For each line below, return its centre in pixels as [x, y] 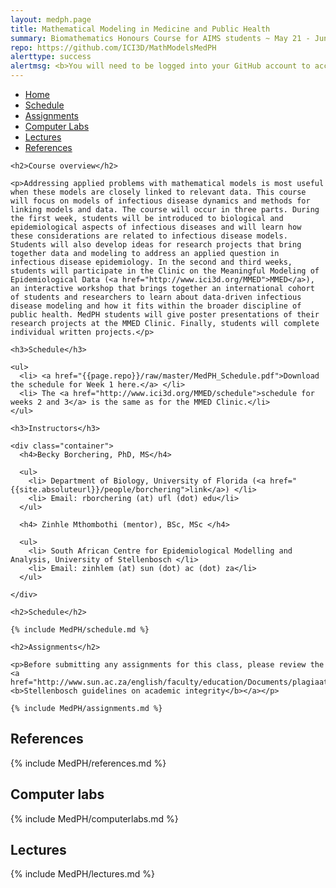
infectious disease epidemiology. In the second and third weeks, [151, 262]
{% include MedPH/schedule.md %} [80, 630]
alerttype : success [51, 57]
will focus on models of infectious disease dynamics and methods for [160, 201]
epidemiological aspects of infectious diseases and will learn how [156, 227]
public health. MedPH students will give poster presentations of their [165, 315]
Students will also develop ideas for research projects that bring [156, 245]
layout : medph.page [51, 19]
